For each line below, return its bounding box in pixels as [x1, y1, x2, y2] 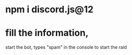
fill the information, [5, 27, 89, 39]
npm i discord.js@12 [5, 4, 94, 15]
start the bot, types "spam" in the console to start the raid [5, 44, 127, 50]
